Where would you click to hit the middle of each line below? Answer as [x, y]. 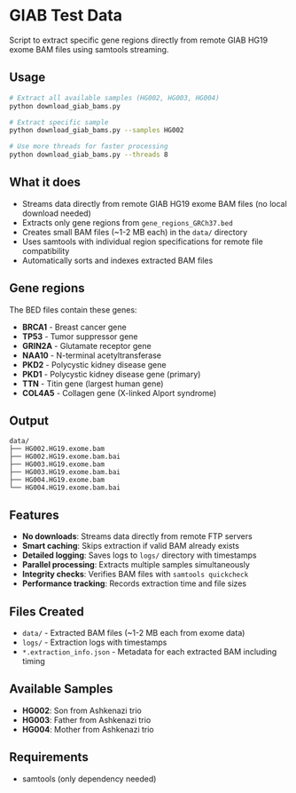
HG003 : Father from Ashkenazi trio [86, 719]
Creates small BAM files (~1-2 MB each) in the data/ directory [135, 232]
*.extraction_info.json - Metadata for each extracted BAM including [149, 652]
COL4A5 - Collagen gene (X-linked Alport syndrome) [119, 393]
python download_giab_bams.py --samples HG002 [97, 131]
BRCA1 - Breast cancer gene [74, 327]
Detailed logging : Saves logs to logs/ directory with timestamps [139, 555]
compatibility [46, 250]
